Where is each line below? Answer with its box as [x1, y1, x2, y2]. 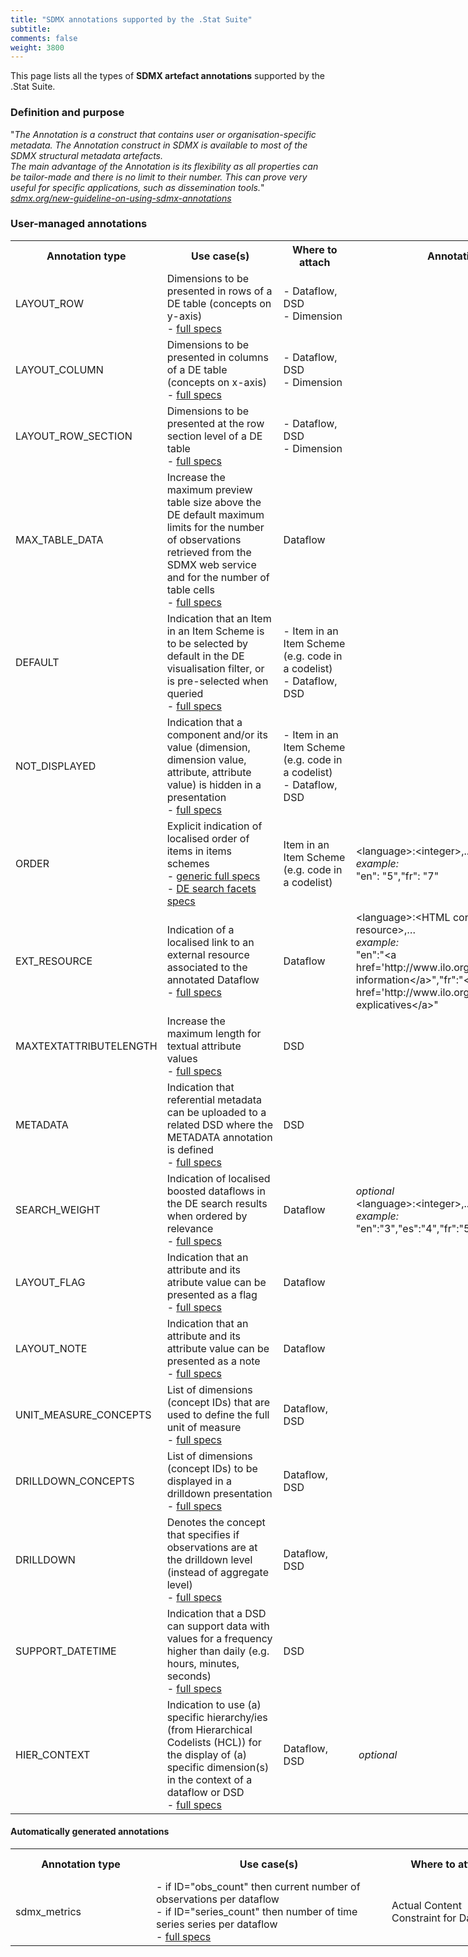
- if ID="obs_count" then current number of [156, 1880, 361, 1894]
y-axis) [166, 309, 203, 323]
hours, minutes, [166, 1656, 240, 1670]
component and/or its [166, 727, 268, 741]
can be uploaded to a [166, 1105, 267, 1119]
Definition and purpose [10, 106, 125, 120]
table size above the [166, 495, 262, 509]
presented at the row [166, 416, 265, 430]
